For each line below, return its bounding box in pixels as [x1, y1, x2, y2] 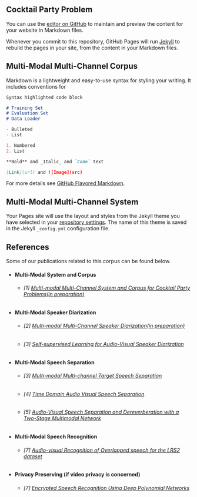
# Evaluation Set [6, 110, 49, 116]
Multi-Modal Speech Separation [14, 358, 95, 366]
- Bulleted [6, 126, 33, 133]
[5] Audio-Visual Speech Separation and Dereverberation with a [23, 408, 179, 416]
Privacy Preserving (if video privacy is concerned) [14, 471, 141, 478]
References [6, 242, 49, 252]
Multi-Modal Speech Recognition [14, 433, 98, 440]
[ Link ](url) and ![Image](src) [6, 169, 83, 175]
